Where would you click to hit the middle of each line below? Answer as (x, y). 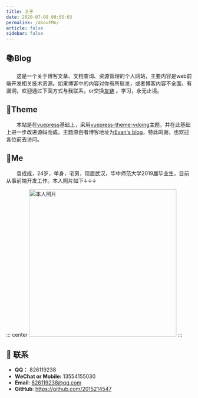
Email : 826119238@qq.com (48, 383)
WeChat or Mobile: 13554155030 (55, 376)
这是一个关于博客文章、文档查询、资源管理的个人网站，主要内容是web (102, 76)
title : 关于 (20, 11)
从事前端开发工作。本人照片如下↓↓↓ (52, 180)
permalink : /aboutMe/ (33, 22)
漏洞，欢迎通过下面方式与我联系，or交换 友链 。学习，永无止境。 (84, 91)
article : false (25, 28)
